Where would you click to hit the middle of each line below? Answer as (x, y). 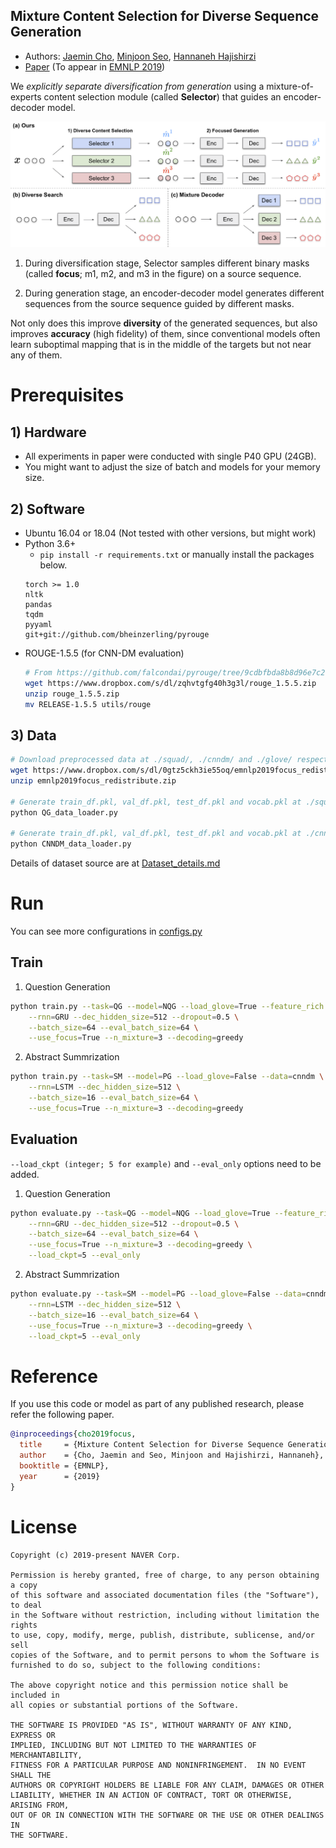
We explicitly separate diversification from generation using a (137, 86)
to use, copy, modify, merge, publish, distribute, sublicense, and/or (162, 1635)
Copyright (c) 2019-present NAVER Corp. (96, 1555)
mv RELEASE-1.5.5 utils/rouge (88, 704)
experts (26, 96)
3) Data (33, 735)
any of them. (36, 355)
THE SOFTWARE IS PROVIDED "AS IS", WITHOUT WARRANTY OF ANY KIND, (151, 1725)
